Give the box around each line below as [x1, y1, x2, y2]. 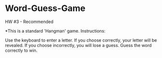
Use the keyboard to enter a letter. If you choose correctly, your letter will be [5, 37, 157, 43]
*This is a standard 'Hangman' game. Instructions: [5, 28, 105, 34]
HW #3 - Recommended [5, 19, 54, 24]
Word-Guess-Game [5, 3, 86, 14]
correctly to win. [5, 47, 38, 53]
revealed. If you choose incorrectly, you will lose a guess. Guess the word [5, 42, 152, 48]
